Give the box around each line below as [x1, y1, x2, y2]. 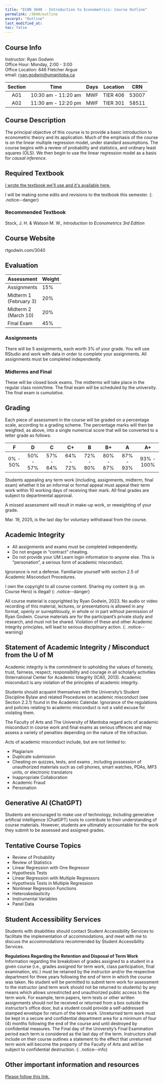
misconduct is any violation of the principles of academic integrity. [5, 679, 139, 685]
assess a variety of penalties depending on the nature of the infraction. [5, 729, 148, 735]
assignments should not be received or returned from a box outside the [5, 1000, 148, 1005]
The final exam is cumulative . [5, 390, 64, 396]
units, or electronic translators [12, 769, 73, 775]
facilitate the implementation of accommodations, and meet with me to [5, 933, 147, 939]
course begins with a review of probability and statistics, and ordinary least [5, 144, 156, 150]
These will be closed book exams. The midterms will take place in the [5, 379, 145, 386]
